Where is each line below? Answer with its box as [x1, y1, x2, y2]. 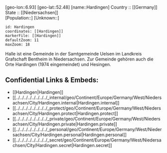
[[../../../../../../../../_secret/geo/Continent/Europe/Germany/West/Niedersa [12, 137, 162, 143]
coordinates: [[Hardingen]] [5, 29, 64, 34]
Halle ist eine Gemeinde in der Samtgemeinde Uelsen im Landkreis [5, 51, 142, 56]
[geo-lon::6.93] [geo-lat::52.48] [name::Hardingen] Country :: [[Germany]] [5, 4, 158, 10]
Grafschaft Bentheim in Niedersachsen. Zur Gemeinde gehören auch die [5, 56, 154, 62]
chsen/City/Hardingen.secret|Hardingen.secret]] [12, 142, 112, 148]
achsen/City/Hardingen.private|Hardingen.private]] [12, 121, 117, 127]
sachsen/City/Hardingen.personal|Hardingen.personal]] [12, 131, 127, 137]
